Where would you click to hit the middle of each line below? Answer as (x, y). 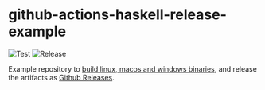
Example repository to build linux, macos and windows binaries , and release (132, 68)
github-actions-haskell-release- (117, 15)
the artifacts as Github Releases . (62, 77)
